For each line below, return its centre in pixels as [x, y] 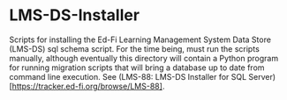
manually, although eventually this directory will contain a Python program [144, 58]
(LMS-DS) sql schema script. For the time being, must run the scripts [135, 48]
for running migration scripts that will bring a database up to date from [137, 68]
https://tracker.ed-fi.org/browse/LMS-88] [87, 86]
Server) [262, 76]
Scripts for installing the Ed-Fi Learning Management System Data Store [140, 39]
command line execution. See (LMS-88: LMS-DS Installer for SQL [128, 76]
